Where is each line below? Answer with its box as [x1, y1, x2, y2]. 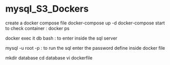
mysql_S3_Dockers [5, 3, 89, 15]
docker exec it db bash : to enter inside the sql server [5, 35, 117, 41]
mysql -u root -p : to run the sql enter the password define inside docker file [5, 45, 165, 51]
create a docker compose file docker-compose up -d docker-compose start [5, 20, 165, 26]
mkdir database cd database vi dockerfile [5, 54, 93, 61]
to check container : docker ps [5, 25, 70, 31]
